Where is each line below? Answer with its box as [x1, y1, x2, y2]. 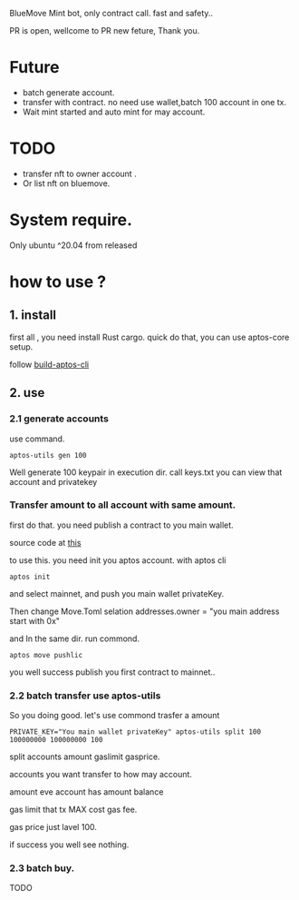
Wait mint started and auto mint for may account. [22, 106, 206, 117]
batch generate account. [22, 86, 115, 98]
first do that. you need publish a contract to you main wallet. [9, 519, 234, 530]
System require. [9, 210, 133, 231]
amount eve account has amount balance [9, 786, 164, 797]
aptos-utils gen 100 [9, 450, 88, 460]
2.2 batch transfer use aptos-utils [9, 689, 161, 702]
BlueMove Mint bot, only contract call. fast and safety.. [9, 8, 214, 18]
